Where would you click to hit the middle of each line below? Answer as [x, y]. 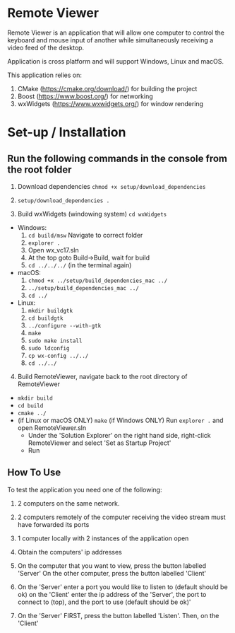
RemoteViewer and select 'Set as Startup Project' [100, 443]
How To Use [34, 473]
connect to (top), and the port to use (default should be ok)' [104, 602]
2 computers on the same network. [68, 503]
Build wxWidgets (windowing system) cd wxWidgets [92, 214]
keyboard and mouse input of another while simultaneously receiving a [110, 40]
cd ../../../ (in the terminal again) [80, 265]
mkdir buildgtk [50, 310]
